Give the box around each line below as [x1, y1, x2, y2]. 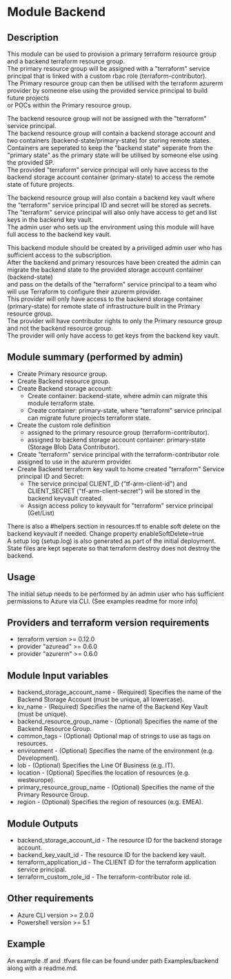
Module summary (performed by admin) [7, 351, 183, 363]
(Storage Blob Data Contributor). [27, 442, 120, 451]
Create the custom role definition [17, 421, 111, 429]
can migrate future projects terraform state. [27, 413, 152, 422]
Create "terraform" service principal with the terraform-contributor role [17, 450, 219, 458]
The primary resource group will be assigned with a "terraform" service [7, 65, 210, 72]
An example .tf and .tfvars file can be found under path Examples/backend [7, 956, 219, 965]
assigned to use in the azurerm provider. [17, 457, 132, 466]
